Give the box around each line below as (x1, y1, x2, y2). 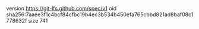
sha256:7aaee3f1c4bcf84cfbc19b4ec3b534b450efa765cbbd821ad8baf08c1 (6, 11, 194, 18)
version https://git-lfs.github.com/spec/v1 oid (6, 5, 117, 12)
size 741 (28, 17, 48, 24)
